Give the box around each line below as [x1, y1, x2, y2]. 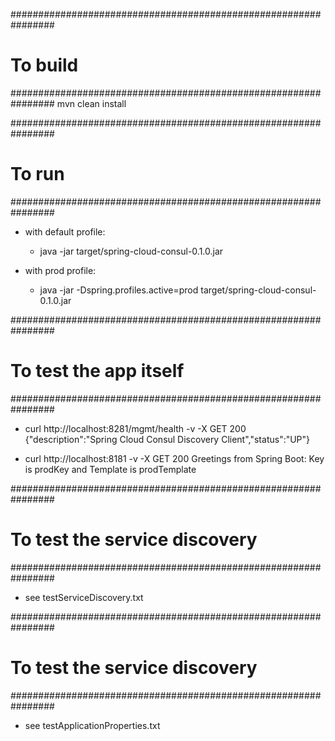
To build [10, 54, 79, 77]
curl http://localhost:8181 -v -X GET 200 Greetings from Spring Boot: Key [24, 452, 325, 464]
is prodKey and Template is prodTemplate [24, 463, 197, 475]
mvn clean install [56, 97, 127, 109]
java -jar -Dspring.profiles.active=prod [39, 284, 199, 296]
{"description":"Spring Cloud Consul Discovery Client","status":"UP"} [24, 433, 311, 445]
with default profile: [24, 225, 106, 238]
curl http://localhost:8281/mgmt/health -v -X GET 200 [24, 422, 247, 434]
